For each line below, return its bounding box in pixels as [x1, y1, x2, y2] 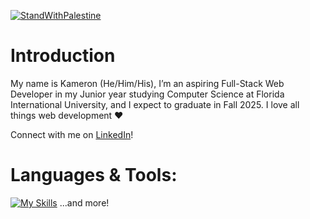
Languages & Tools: [10, 164, 178, 187]
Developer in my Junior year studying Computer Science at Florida [10, 88, 285, 100]
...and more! [59, 196, 110, 209]
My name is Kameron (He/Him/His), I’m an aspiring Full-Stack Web [10, 77, 285, 89]
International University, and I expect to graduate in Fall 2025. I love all [10, 98, 300, 110]
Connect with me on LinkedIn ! [10, 128, 134, 140]
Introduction [10, 45, 116, 67]
